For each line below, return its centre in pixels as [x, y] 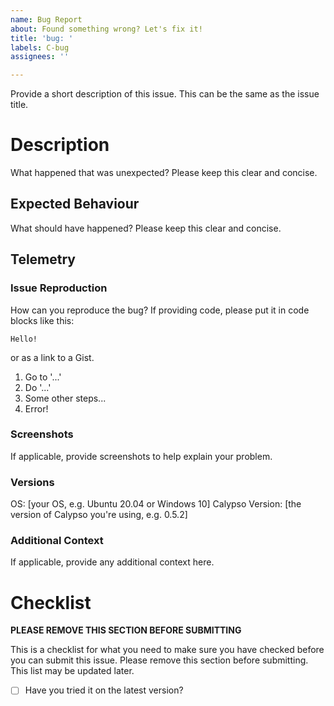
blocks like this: [42, 320]
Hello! [24, 339]
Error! [36, 408]
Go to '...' [43, 377]
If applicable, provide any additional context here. [112, 562]
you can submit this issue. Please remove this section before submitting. [159, 660]
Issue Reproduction [59, 288]
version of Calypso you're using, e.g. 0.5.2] [99, 515]
